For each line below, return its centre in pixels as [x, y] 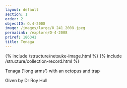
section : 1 [16, 14]
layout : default [22, 10]
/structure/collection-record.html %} [42, 61]
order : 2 [14, 19]
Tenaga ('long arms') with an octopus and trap [53, 71]
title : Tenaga [20, 42]
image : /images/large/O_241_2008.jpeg [45, 28]
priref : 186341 [21, 38]
